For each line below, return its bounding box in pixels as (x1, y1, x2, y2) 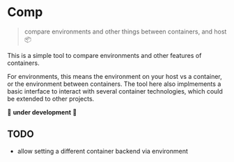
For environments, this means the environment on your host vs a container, (7, 72, 223, 80)
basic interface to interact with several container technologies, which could (7, 87, 223, 95)
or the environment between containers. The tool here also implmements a (7, 80, 221, 88)
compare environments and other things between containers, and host (24, 27, 227, 36)
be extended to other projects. (7, 94, 95, 103)
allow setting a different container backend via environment (17, 147, 188, 155)
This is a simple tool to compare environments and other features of (7, 51, 202, 59)
